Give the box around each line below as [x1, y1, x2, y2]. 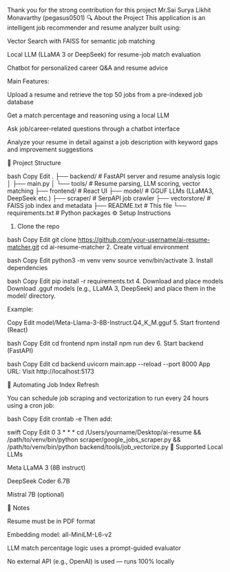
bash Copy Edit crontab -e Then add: [7, 414, 112, 423]
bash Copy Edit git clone [7, 236, 77, 244]
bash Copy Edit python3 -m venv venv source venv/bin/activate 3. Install [7, 256, 213, 265]
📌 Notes [7, 504, 30, 512]
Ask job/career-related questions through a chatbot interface [7, 124, 180, 133]
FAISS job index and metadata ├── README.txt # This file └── [7, 202, 187, 209]
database [7, 98, 34, 106]
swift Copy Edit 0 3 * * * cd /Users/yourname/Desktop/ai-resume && [7, 428, 202, 436]
